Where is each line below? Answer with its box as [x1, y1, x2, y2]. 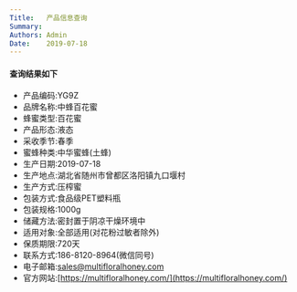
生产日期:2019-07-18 [22, 159, 101, 170]
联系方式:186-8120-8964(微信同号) [22, 250, 154, 261]
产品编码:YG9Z [22, 90, 80, 101]
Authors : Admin [9, 30, 68, 39]
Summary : [9, 22, 43, 31]
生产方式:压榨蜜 [22, 182, 82, 193]
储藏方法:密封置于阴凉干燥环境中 [22, 215, 146, 226]
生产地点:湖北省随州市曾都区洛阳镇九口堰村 [22, 170, 186, 181]
